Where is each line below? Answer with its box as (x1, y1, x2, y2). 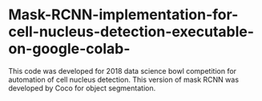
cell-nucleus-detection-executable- (8, 22, 255, 41)
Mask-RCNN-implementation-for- (8, 6, 239, 24)
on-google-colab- (8, 40, 131, 58)
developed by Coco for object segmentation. (8, 83, 156, 93)
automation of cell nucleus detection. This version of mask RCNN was (8, 75, 239, 84)
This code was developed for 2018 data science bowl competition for (8, 66, 237, 75)
